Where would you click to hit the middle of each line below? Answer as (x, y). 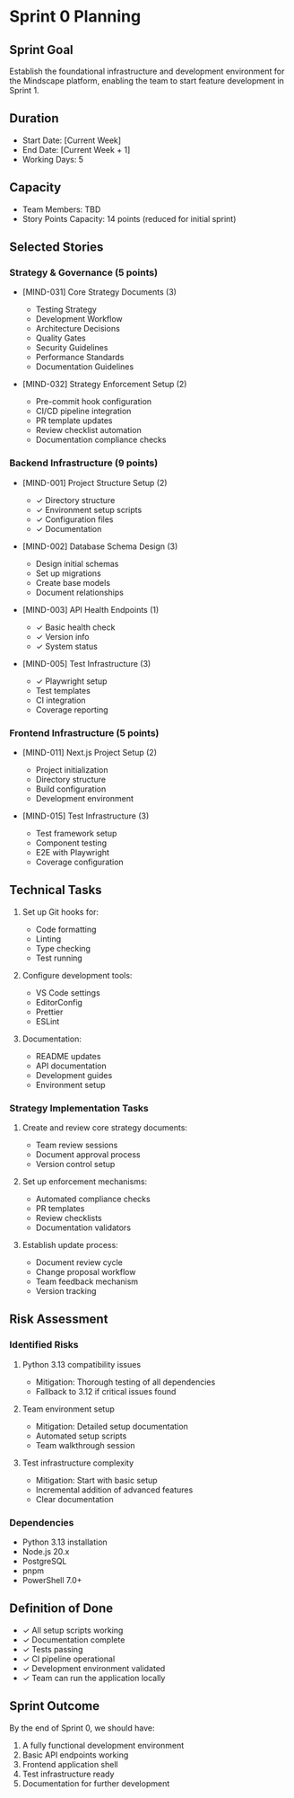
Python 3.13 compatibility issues (82, 1364)
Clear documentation (74, 1499)
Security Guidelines (72, 348)
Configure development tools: (77, 975)
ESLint (48, 1021)
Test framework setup (76, 833)
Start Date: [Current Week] (72, 140)
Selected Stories (56, 248)
